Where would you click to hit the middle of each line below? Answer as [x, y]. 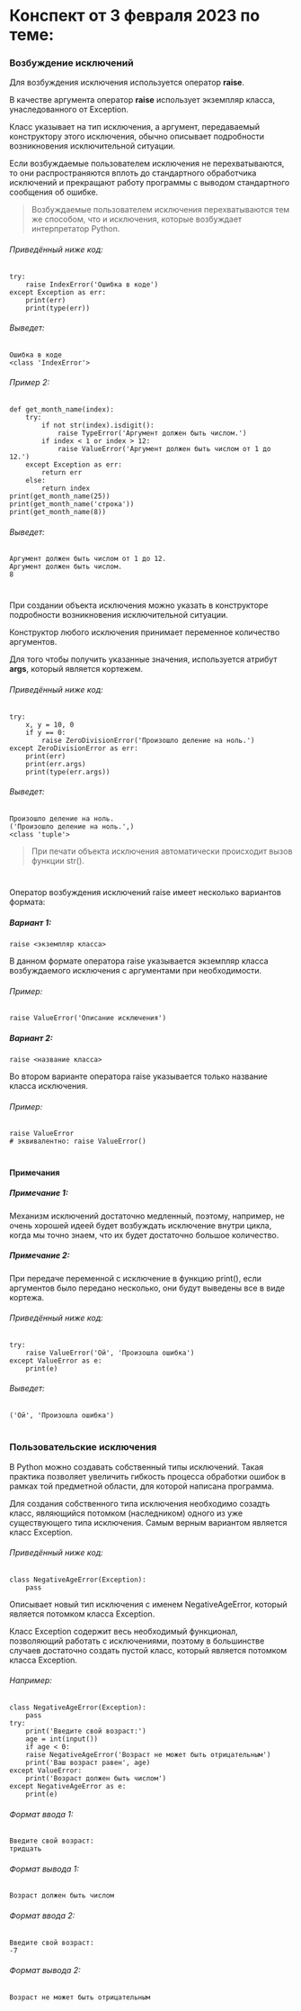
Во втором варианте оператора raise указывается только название [138, 1076]
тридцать [26, 1849]
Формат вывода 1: [44, 1869]
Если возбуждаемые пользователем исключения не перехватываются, [147, 164]
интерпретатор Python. [75, 229]
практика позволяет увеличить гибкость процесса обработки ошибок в [147, 1476]
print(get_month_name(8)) [58, 512]
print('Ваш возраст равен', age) [88, 1762]
